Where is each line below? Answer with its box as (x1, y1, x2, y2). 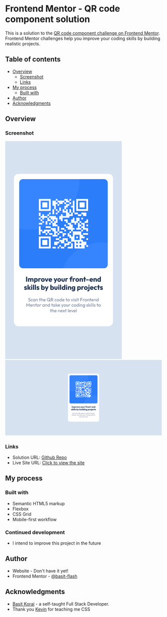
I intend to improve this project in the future (12, 540, 101, 546)
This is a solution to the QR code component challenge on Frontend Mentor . (5, 30, 160, 36)
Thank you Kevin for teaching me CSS (12, 606, 90, 612)
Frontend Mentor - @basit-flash (12, 573, 78, 579)
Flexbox (12, 506, 29, 512)
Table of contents (5, 55, 61, 64)
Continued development (5, 529, 65, 536)
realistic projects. (5, 40, 41, 46)
